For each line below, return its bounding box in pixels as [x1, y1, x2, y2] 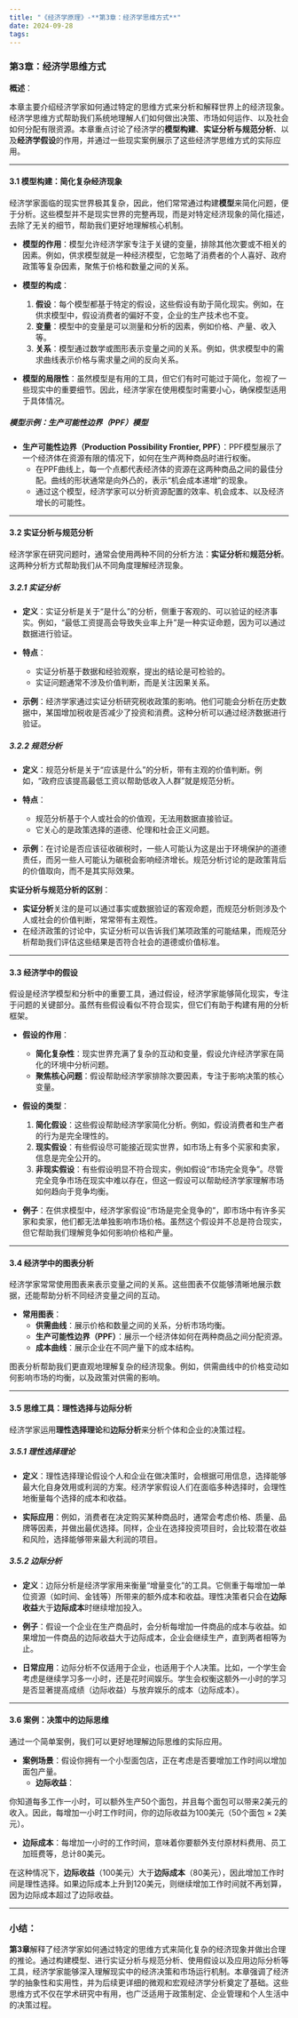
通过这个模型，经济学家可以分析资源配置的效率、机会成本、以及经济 [35, 485, 285, 496]
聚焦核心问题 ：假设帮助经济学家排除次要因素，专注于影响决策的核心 [35, 1070, 285, 1081]
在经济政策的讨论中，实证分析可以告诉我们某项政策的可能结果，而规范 [21, 925, 279, 936]
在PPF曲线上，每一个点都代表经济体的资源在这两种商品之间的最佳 [35, 463, 276, 474]
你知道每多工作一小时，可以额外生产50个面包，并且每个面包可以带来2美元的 [9, 1796, 288, 1806]
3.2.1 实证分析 [9, 581, 60, 592]
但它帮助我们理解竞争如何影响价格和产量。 [21, 1228, 178, 1238]
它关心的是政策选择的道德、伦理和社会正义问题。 [35, 824, 215, 835]
